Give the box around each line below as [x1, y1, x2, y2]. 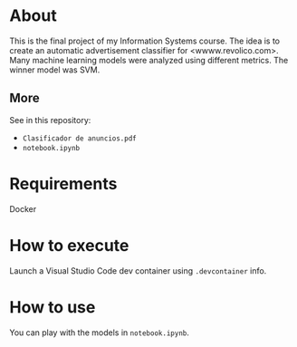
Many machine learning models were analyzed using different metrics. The [9, 54, 289, 65]
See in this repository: [9, 114, 91, 125]
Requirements [9, 173, 118, 194]
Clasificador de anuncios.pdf [22, 133, 138, 143]
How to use [9, 296, 96, 317]
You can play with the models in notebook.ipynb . [9, 327, 190, 338]
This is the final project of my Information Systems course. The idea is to [9, 35, 281, 46]
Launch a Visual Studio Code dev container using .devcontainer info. [9, 265, 267, 276]
